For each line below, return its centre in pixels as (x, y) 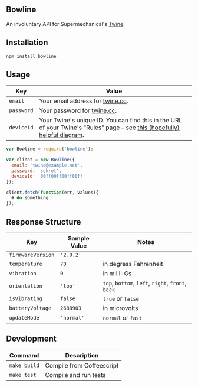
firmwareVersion (32, 255)
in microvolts (121, 308)
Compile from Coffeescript (82, 365)
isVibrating (26, 299)
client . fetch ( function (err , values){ (52, 192)
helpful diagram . (62, 135)
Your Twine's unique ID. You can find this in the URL (111, 121)
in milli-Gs (117, 273)
